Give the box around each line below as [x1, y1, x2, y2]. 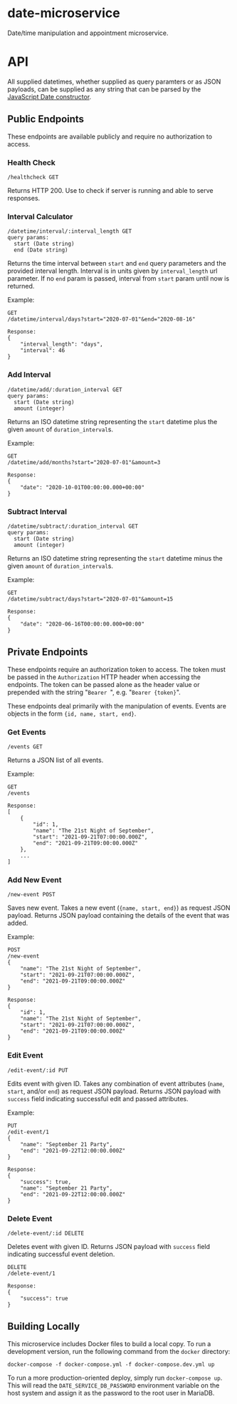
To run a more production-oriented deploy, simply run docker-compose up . [7, 1373, 223, 1382]
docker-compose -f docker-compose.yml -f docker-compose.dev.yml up [7, 1360, 215, 1368]
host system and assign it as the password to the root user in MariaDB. [7, 1388, 215, 1397]
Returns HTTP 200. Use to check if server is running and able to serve [7, 186, 214, 194]
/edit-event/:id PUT [7, 1066, 69, 1074]
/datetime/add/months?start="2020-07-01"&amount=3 [7, 458, 161, 466]
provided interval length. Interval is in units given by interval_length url [7, 266, 218, 276]
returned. [7, 282, 35, 291]
